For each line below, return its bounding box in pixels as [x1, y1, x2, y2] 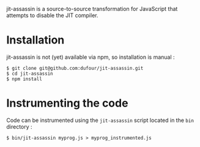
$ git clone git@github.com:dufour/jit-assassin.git [6, 65, 144, 71]
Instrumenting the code [6, 96, 128, 110]
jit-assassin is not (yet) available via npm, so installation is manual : [6, 53, 176, 61]
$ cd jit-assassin [6, 70, 53, 77]
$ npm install [6, 76, 43, 82]
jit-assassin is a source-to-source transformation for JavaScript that [6, 6, 178, 12]
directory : [6, 123, 32, 130]
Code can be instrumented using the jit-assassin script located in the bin [6, 116, 194, 124]
